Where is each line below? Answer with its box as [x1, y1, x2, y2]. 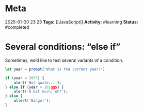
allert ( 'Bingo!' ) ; [14, 98, 51, 103]
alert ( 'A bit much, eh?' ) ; [14, 89, 68, 94]
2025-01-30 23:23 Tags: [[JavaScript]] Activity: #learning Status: [5, 19, 138, 25]
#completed [5, 24, 29, 30]
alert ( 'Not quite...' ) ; [14, 80, 62, 85]
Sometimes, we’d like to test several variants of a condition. [5, 57, 124, 63]
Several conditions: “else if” [5, 41, 121, 53]
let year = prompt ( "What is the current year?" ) [5, 67, 105, 72]
